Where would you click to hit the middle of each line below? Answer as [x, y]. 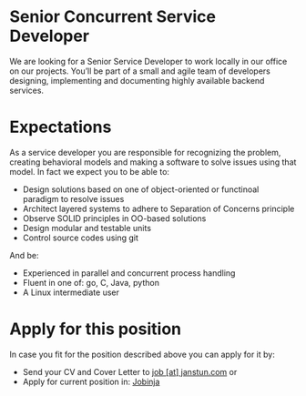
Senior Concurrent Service [113, 17]
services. [26, 90]
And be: [24, 255]
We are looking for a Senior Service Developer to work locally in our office [148, 61]
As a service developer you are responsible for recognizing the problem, [145, 152]
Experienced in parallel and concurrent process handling [129, 273]
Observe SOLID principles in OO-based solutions [114, 218]
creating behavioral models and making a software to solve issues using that [153, 162]
